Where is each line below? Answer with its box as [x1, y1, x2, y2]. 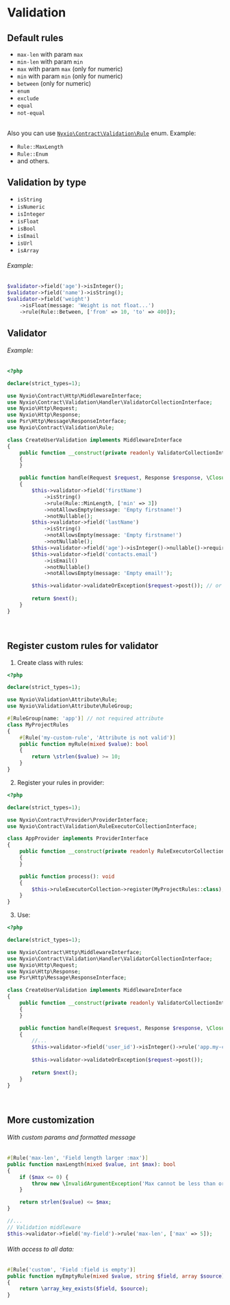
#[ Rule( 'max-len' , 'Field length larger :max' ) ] [7, 1155, 149, 1162]
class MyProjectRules [7, 721, 69, 728]
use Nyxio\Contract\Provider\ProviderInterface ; [7, 816, 149, 823]
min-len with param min [16, 58, 84, 66]
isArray [16, 247, 39, 254]
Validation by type [7, 177, 87, 188]
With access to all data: [7, 1245, 74, 1254]
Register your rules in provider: [16, 778, 105, 786]
